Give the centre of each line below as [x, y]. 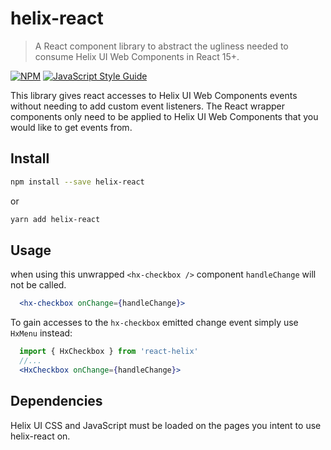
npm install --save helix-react [77, 182]
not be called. [38, 285]
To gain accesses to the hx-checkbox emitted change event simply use [154, 323]
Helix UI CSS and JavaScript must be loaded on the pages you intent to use [166, 425]
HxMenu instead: [41, 333]
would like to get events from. [71, 127]
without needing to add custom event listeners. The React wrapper [148, 106]
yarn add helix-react [55, 219]
